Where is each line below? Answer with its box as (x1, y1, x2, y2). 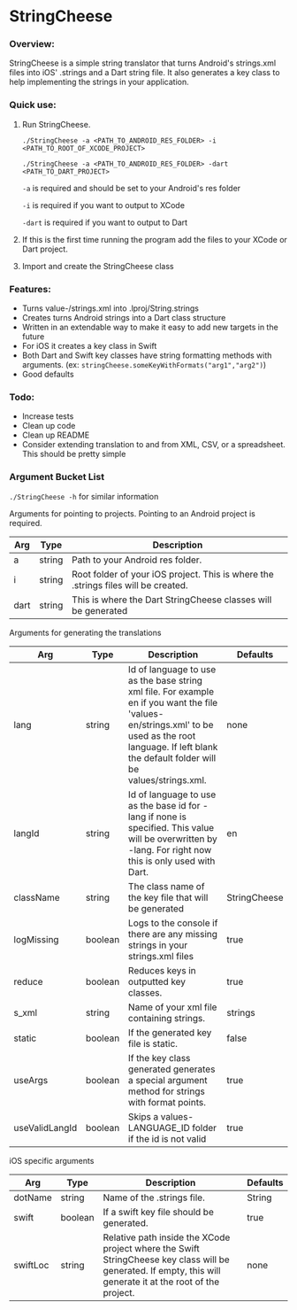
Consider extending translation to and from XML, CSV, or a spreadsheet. (21, 439, 286, 450)
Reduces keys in (127, 964, 196, 976)
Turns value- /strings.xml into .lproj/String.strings (21, 303, 200, 314)
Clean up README (21, 430, 90, 440)
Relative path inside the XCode (103, 1231, 231, 1244)
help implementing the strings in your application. (9, 77, 190, 88)
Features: (9, 283, 51, 295)
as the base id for (127, 799, 201, 811)
